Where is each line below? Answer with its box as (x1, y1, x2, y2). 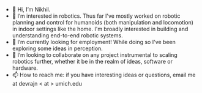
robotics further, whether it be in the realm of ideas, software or (12, 58, 173, 65)
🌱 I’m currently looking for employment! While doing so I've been (12, 39, 176, 45)
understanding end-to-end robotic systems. (12, 32, 124, 39)
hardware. (12, 64, 39, 72)
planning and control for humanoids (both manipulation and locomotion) (12, 19, 194, 26)
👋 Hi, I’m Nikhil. (12, 6, 51, 13)
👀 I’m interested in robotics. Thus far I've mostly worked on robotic (12, 12, 181, 20)
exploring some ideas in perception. (12, 45, 103, 52)
